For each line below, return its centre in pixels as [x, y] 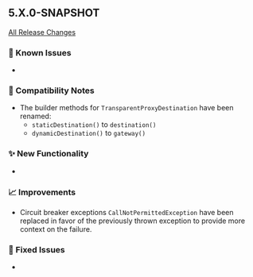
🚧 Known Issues [40, 52]
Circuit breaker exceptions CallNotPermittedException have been [127, 212]
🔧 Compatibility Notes [51, 90]
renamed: [35, 116]
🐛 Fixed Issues [37, 249]
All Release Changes [42, 32]
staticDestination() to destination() [94, 125]
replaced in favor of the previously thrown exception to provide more [132, 221]
